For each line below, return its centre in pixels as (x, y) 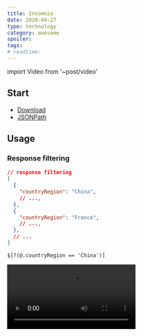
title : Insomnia (30, 13)
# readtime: (24, 52)
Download (31, 109)
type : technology (32, 26)
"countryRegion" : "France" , (59, 218)
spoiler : (19, 39)
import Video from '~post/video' (52, 71)
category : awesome (33, 33)
